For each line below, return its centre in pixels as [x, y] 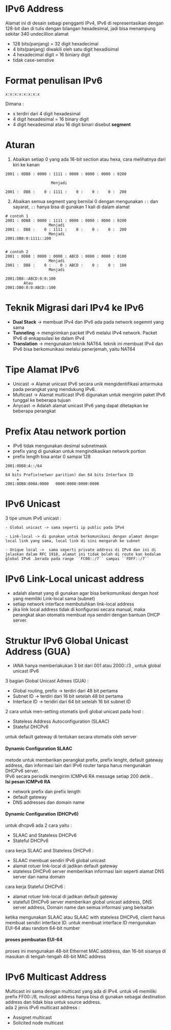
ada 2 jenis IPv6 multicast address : [43, 1007]
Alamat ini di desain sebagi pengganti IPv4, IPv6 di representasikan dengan [85, 23]
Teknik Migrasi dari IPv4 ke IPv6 [75, 308]
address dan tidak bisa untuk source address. [53, 1002]
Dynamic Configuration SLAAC [39, 749]
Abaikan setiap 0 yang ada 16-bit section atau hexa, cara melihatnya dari [89, 159]
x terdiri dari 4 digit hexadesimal [46, 113]
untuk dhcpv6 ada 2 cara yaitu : [39, 825]
